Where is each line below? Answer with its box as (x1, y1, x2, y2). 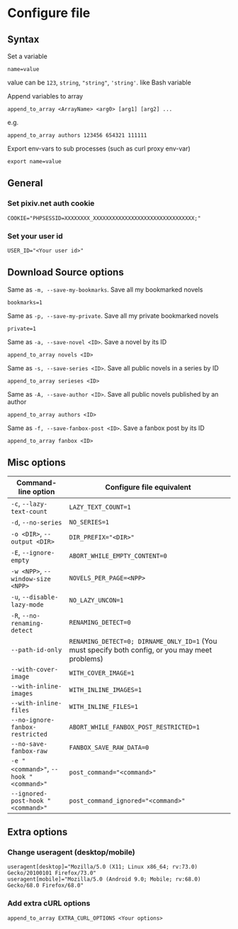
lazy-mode (11, 600, 44, 608)
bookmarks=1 (7, 299, 42, 306)
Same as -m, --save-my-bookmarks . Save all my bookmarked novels (7, 285, 203, 294)
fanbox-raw (11, 747, 47, 755)
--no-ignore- (11, 715, 55, 724)
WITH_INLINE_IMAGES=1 (69, 686, 142, 693)
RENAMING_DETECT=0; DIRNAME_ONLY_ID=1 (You (69, 636, 217, 646)
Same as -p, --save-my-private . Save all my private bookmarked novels (7, 311, 219, 320)
